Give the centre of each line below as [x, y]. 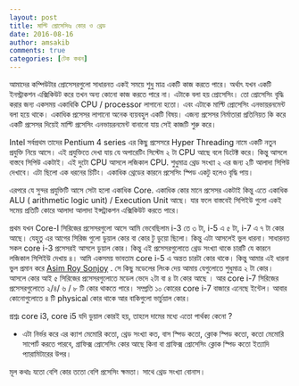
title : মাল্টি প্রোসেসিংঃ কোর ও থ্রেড [58, 26]
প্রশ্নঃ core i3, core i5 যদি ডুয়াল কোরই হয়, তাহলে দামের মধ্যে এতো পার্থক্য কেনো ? [121, 316]
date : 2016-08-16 [42, 34]
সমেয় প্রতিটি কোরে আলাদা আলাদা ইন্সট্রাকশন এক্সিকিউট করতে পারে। [95, 210]
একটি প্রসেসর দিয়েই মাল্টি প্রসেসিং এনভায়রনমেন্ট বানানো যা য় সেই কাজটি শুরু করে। [113, 124]
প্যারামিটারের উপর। [47, 354]
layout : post [33, 17]
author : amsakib [39, 42]
